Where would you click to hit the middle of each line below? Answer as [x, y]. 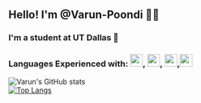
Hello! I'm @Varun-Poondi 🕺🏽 [84, 15]
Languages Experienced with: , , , [94, 64]
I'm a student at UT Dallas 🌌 [64, 38]
